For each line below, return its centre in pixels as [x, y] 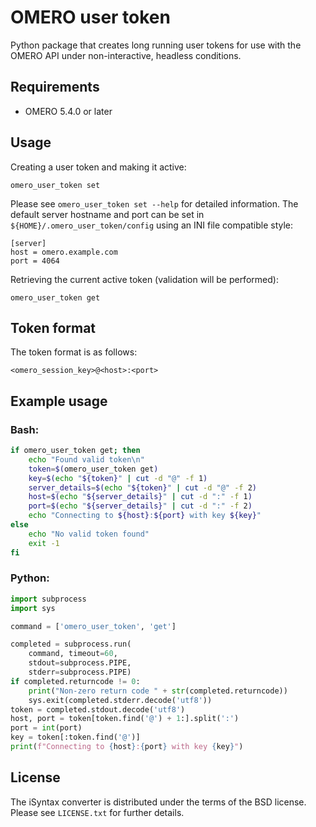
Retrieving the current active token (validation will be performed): [144, 279]
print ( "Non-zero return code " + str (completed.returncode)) [158, 691]
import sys [33, 608]
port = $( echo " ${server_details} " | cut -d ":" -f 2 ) [140, 506]
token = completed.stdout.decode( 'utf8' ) [98, 709]
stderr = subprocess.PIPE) [80, 672]
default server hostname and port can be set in [107, 214]
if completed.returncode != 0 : [75, 681]
